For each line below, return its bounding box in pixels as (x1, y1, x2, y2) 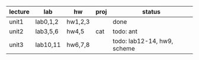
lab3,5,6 (35, 27, 59, 35)
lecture (9, 8, 30, 15)
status (142, 8, 161, 15)
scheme (112, 45, 135, 52)
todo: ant (112, 27, 138, 35)
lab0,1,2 (35, 18, 59, 26)
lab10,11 (35, 41, 61, 49)
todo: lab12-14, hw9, (112, 37, 174, 45)
